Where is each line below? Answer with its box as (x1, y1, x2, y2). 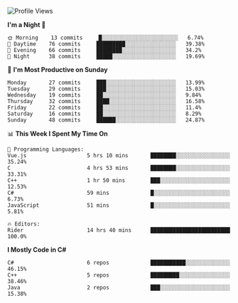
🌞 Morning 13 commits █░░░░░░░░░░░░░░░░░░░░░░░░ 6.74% (7, 34, 204, 41)
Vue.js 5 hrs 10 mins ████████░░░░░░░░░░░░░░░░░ (7, 152, 231, 159)
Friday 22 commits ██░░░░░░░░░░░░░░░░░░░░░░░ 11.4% (7, 104, 202, 111)
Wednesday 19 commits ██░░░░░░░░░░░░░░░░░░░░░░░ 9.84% (7, 92, 202, 99)
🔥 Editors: (7, 220, 40, 228)
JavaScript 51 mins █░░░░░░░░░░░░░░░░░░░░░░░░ (7, 202, 231, 209)
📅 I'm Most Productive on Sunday (7, 65, 108, 74)
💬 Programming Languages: (7, 146, 84, 153)
